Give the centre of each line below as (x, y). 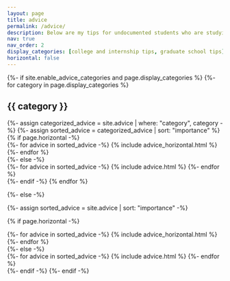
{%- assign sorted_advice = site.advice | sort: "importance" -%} (98, 208)
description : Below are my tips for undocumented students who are (105, 33)
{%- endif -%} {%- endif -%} (48, 271)
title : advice (27, 20)
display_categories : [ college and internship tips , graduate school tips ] (116, 52)
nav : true (21, 39)
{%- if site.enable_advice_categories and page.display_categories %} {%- (111, 77)
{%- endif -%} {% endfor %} (48, 181)
